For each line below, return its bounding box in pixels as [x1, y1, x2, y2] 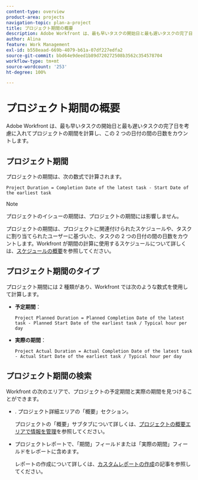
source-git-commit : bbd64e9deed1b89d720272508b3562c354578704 [6, 53, 163, 59]
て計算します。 [6, 291, 43, 298]
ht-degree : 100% [6, 69, 46, 75]
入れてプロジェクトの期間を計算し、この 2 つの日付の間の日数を [16, 130, 173, 137]
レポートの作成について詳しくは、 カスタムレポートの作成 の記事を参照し [14, 460, 191, 468]
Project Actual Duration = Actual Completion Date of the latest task [14, 348, 193, 354]
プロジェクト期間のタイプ [6, 266, 99, 276]
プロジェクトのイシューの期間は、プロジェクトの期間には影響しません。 [6, 212, 182, 220]
